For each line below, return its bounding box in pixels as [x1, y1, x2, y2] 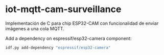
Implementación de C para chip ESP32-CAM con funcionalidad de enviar [5, 20, 159, 26]
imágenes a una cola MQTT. [5, 25, 65, 31]
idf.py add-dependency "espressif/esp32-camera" [5, 45, 111, 50]
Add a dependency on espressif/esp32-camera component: [5, 35, 132, 41]
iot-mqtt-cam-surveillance [5, 4, 122, 15]
